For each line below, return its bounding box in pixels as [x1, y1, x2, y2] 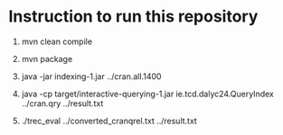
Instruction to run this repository [8, 6, 259, 27]
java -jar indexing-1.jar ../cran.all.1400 [21, 70, 162, 82]
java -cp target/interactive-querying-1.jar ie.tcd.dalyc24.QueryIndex [21, 88, 275, 99]
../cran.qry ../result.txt [21, 97, 104, 109]
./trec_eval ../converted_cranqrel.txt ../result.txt [21, 115, 198, 126]
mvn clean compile [21, 36, 92, 47]
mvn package [21, 53, 73, 64]
